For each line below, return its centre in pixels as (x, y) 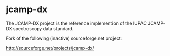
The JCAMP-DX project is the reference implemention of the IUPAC (76, 23)
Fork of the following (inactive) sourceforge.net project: (64, 38)
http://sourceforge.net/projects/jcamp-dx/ (50, 48)
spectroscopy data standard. (43, 28)
